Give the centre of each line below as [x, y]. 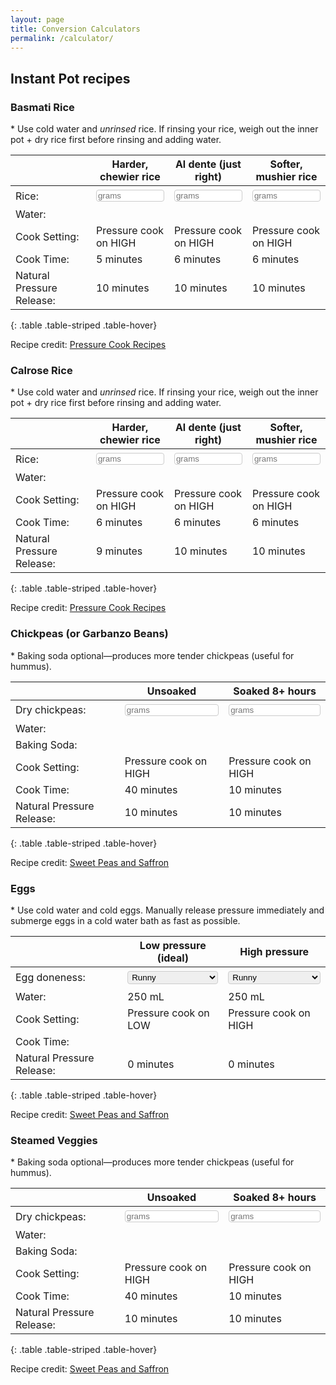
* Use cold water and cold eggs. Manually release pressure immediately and [167, 910]
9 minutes [119, 551]
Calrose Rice [41, 370]
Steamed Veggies [54, 1140]
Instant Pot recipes [70, 78]
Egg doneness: [50, 978]
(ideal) [172, 958]
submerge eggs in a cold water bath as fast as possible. [125, 920]
